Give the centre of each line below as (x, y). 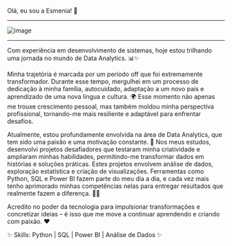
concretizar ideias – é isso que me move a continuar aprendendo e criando (114, 214)
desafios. (20, 121)
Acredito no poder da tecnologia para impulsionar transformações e (104, 207)
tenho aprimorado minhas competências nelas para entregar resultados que (115, 186)
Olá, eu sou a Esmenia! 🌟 (42, 11)
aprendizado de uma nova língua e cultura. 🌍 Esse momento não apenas (111, 96)
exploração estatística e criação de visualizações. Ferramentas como (106, 171)
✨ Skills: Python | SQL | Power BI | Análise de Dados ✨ (85, 235)
